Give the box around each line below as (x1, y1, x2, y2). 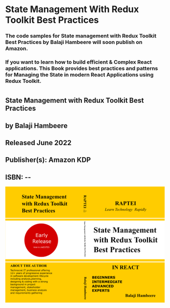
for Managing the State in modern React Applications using (5, 71, 154, 78)
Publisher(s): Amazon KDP (5, 156, 91, 164)
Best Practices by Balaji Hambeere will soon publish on (5, 39, 143, 46)
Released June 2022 (5, 139, 72, 147)
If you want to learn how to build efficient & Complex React (5, 59, 152, 66)
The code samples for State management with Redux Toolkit (5, 32, 157, 39)
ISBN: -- (5, 173, 31, 182)
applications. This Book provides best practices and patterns (5, 65, 158, 72)
